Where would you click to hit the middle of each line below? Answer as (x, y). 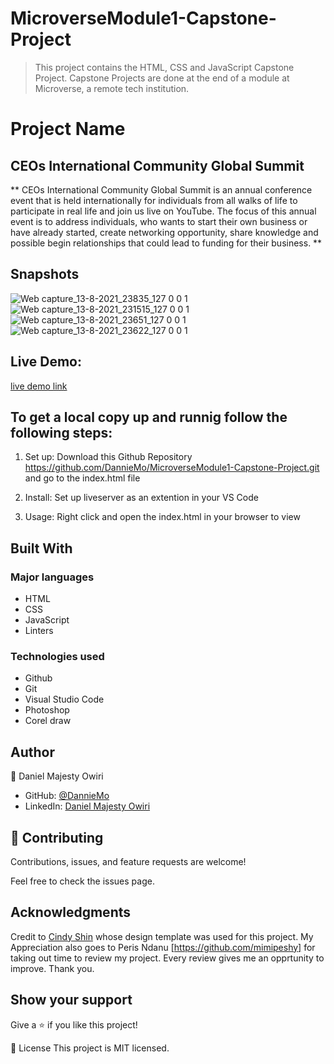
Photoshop (47, 710)
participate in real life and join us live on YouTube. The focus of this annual (163, 211)
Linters (39, 631)
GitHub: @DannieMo (67, 796)
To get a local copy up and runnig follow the (149, 417)
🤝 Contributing (57, 837)
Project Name (68, 129)
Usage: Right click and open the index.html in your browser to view (162, 517)
